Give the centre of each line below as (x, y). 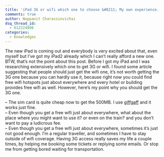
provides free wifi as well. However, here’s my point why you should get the (82, 87)
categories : (17, 32)
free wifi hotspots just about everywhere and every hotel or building (74, 82)
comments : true (21, 14)
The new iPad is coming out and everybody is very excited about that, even (81, 51)
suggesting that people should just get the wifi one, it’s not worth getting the (82, 72)
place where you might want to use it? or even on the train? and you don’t (79, 118)
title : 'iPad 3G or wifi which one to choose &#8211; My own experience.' (83, 10)
